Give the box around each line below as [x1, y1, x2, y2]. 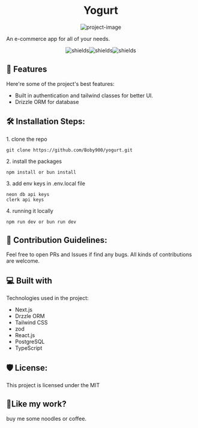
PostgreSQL [14, 338, 45, 346]
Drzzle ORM [14, 313, 45, 320]
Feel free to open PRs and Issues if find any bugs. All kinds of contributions [6, 251, 192, 258]
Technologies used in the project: [6, 295, 89, 302]
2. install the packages [6, 157, 62, 165]
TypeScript [14, 344, 43, 352]
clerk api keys [6, 197, 44, 203]
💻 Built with [6, 275, 53, 286]
